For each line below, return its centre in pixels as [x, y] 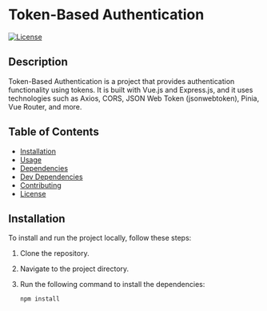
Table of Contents [54, 132]
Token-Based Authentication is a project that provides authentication [122, 81]
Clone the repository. [54, 253]
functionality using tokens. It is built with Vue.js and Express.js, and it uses [131, 90]
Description [38, 62]
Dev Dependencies [51, 177]
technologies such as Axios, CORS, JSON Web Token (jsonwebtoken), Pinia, [134, 98]
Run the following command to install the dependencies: [112, 285]
